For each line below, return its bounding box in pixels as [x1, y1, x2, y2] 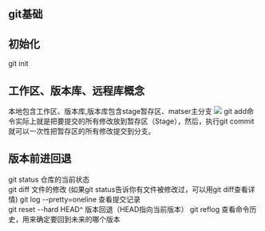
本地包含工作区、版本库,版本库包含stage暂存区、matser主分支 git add [8, 107, 247, 116]
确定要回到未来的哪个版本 [35, 214, 121, 224]
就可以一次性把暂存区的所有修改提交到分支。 [8, 127, 156, 136]
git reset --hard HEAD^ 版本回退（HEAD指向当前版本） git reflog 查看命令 [8, 204, 250, 213]
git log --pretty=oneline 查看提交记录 [19, 194, 141, 204]
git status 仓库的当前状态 [8, 174, 90, 184]
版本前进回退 [8, 152, 72, 166]
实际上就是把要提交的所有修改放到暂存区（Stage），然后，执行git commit [14, 116, 255, 126]
